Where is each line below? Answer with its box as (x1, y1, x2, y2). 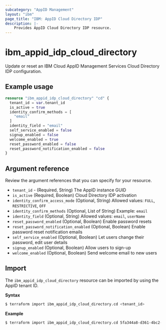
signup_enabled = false (9, 132, 58, 137)
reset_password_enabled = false (9, 142, 77, 147)
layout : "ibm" (5, 12, 35, 17)
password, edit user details (12, 240, 68, 246)
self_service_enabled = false (9, 128, 72, 133)
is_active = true (9, 105, 45, 110)
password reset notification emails (12, 229, 83, 235)
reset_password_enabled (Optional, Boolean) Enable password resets (12, 219, 152, 224)
